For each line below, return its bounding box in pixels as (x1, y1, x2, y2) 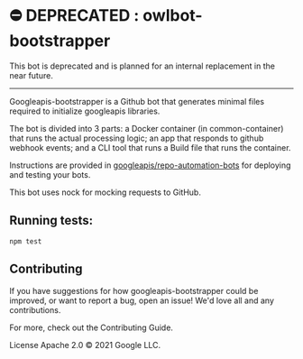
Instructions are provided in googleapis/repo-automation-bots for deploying (9, 160, 291, 170)
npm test (9, 236, 42, 246)
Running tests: (9, 213, 94, 228)
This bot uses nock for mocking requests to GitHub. (9, 187, 201, 198)
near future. (9, 69, 54, 80)
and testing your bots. (9, 169, 91, 179)
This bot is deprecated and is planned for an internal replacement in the (9, 60, 275, 71)
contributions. (9, 304, 61, 315)
